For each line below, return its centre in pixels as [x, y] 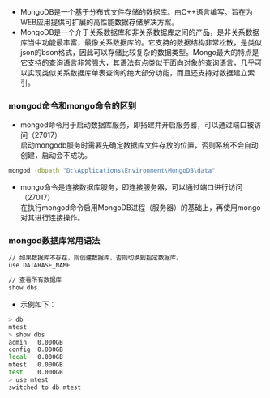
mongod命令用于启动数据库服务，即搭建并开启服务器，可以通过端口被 [137, 125]
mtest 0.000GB [36, 365]
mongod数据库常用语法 [54, 241]
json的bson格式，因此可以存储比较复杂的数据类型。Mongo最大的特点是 [139, 52]
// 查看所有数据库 [35, 280]
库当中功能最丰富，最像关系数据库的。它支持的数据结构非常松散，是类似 [141, 42]
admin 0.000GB [36, 342]
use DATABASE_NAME [39, 266]
